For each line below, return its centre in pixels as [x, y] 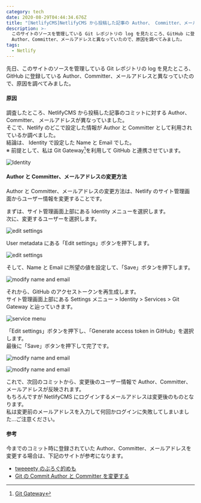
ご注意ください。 [37, 419]
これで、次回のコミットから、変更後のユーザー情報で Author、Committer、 [99, 382]
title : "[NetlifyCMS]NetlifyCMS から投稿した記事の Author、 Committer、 [95, 23]
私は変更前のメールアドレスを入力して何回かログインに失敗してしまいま [95, 411]
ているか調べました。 [32, 135]
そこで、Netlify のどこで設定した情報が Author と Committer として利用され [99, 127]
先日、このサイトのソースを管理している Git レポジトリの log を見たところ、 [100, 68]
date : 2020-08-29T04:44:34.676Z [46, 17]
